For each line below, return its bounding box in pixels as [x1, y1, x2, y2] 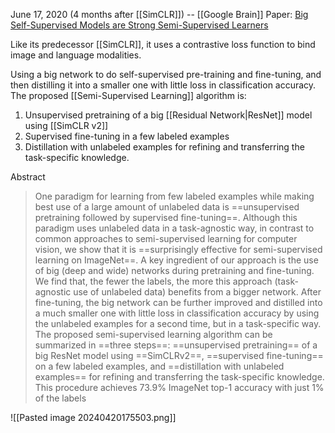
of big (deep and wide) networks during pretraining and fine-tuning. [34, 265, 315, 276]
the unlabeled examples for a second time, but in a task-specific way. [34, 318, 322, 329]
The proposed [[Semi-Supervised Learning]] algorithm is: [10, 90, 247, 101]
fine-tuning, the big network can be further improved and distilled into [34, 297, 323, 308]
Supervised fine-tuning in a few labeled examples [24, 130, 230, 142]
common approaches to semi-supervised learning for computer [34, 233, 298, 244]
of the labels [34, 392, 87, 404]
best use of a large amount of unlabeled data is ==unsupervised [34, 201, 300, 213]
